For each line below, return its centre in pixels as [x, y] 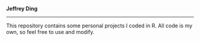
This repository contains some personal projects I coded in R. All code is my [99, 26]
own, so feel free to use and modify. [50, 32]
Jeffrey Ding [22, 9]
